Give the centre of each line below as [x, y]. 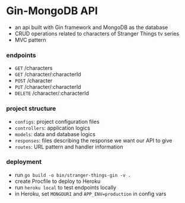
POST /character [34, 80]
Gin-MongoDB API [52, 11]
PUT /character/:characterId [48, 87]
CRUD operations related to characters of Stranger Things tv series [97, 33]
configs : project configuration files [57, 121]
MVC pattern [30, 40]
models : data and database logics [55, 134]
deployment [24, 162]
